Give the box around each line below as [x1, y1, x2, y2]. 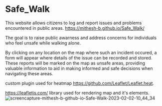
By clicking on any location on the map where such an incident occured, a [5, 50, 157, 55]
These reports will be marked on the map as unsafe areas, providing [5, 60, 146, 66]
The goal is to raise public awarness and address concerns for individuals [5, 35, 157, 41]
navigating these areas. [5, 70, 53, 76]
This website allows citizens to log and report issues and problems [5, 20, 142, 26]
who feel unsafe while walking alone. [5, 40, 81, 46]
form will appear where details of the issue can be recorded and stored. [5, 54, 153, 60]
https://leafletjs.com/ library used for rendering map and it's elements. [5, 90, 150, 96]
